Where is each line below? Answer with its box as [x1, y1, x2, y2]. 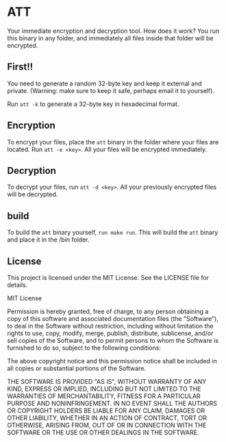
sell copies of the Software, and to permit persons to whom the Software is [7, 337, 219, 344]
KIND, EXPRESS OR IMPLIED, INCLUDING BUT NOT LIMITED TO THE [7, 385, 201, 393]
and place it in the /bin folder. [7, 235, 90, 244]
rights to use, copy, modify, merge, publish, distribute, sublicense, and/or [7, 329, 214, 337]
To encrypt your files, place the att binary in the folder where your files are [7, 138, 219, 146]
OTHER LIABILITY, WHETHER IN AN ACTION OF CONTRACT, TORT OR [7, 414, 207, 421]
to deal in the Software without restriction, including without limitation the [7, 322, 214, 330]
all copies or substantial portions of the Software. [7, 364, 146, 372]
